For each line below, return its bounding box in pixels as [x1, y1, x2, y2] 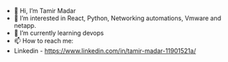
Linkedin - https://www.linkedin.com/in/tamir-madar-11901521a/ [13, 47, 197, 55]
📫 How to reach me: [13, 37, 74, 45]
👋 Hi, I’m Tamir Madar [13, 7, 76, 15]
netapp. [13, 22, 36, 29]
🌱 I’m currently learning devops [13, 29, 105, 37]
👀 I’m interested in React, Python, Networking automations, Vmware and [13, 14, 222, 22]
